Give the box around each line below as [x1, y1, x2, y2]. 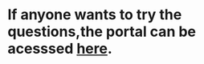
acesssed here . [7, 40, 113, 58]
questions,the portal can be [7, 22, 197, 41]
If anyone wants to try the [7, 6, 182, 24]
